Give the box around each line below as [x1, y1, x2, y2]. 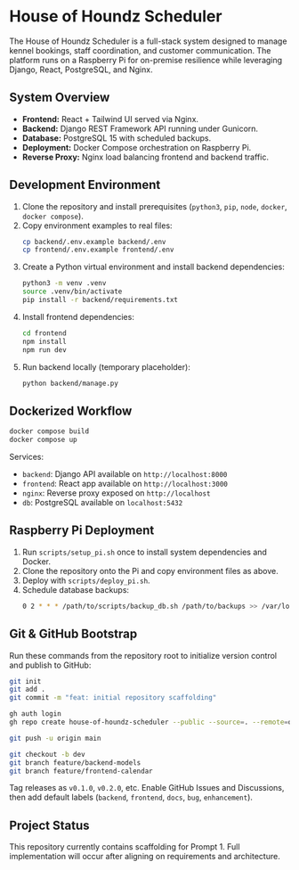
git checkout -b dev [9, 750, 86, 759]
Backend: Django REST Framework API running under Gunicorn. [21, 123, 259, 134]
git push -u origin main [9, 734, 101, 743]
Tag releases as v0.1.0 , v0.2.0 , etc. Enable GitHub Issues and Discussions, [9, 783, 285, 793]
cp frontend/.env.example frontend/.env [21, 245, 174, 255]
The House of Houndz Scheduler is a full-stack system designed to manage [9, 36, 287, 46]
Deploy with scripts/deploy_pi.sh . [21, 575, 150, 586]
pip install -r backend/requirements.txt [21, 296, 179, 305]
